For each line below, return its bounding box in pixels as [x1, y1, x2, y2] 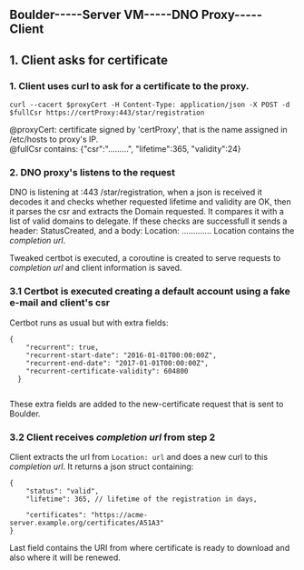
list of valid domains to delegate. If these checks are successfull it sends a [9, 215, 288, 226]
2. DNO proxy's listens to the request [9, 166, 175, 178]
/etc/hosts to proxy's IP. [9, 134, 99, 145]
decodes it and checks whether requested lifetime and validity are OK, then [9, 196, 292, 207]
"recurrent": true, [25, 343, 100, 352]
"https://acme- [90, 510, 148, 519]
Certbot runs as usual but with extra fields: [9, 317, 169, 328]
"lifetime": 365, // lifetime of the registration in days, [25, 495, 258, 504]
